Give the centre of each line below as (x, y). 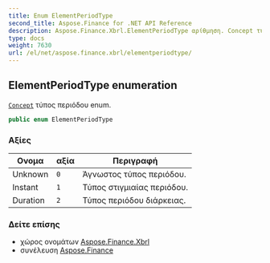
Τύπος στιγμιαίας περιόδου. (135, 187)
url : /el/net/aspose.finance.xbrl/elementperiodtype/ (100, 53)
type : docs (27, 38)
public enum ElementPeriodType (61, 119)
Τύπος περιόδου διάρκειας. (134, 200)
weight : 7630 (30, 46)
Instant (25, 187)
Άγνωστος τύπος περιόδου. (134, 174)
